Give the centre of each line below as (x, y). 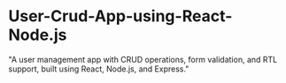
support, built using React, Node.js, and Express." (99, 69)
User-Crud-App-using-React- (120, 16)
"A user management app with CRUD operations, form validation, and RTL (143, 59)
